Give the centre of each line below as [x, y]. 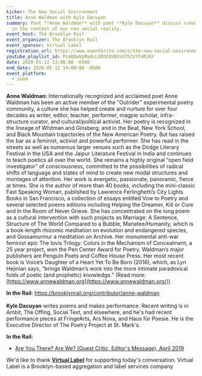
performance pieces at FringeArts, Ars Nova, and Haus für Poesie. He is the [100, 319]
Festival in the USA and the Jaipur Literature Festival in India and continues [99, 153]
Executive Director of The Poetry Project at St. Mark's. [73, 325]
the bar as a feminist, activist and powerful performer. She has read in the [97, 141]
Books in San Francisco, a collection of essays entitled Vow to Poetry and [97, 199]
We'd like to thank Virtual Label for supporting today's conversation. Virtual [100, 360]
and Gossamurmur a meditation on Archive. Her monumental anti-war [93, 237]
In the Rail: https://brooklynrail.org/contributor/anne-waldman [83, 293]
